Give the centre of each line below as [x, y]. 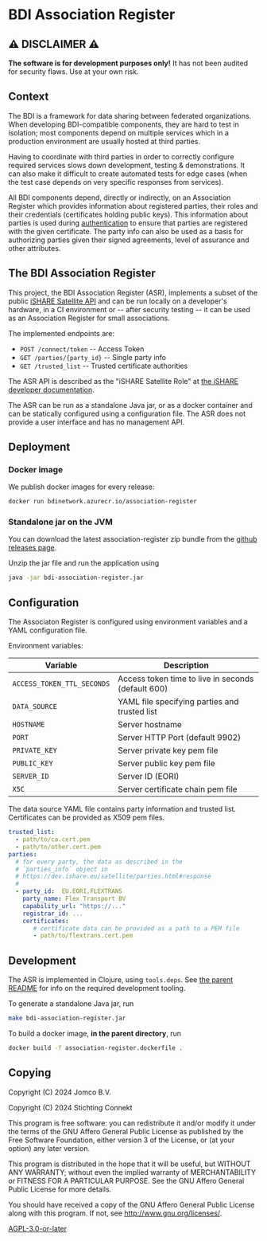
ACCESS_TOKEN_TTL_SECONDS [61, 684]
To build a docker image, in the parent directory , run [95, 1033]
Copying [30, 1073]
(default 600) [143, 689]
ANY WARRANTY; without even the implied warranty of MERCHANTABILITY [132, 1172]
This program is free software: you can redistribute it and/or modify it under [132, 1123]
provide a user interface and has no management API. [97, 422]
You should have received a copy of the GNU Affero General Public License [132, 1204]
